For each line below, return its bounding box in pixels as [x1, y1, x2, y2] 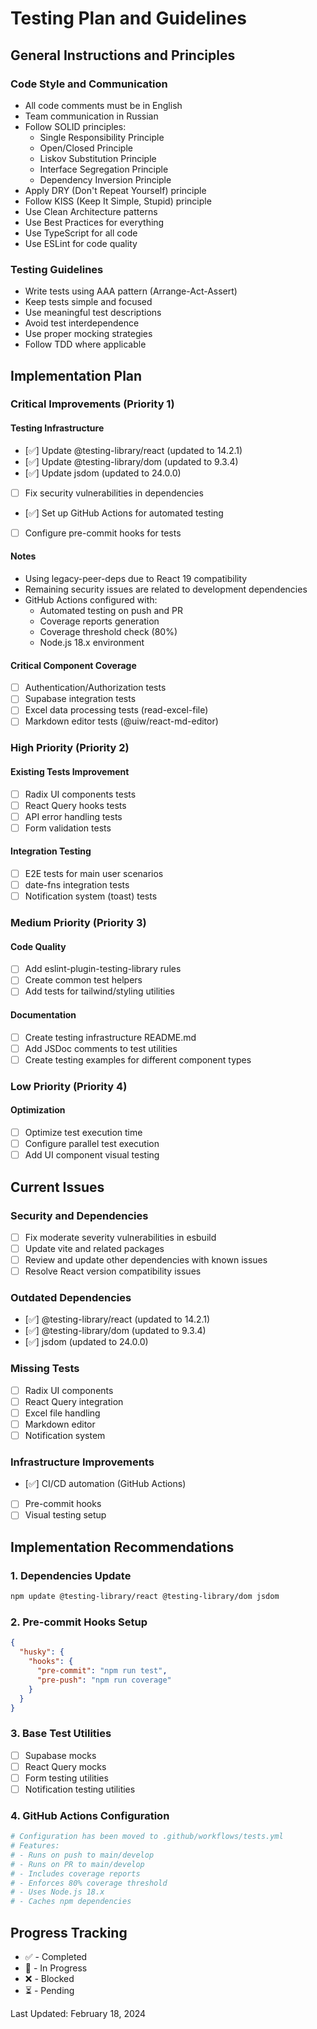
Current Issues [10, 1178, 105, 1196]
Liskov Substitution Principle [39, 152, 157, 164]
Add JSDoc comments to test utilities [24, 1042, 178, 1054]
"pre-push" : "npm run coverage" [36, 1675, 172, 1685]
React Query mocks [24, 1760, 107, 1772]
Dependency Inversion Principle [39, 173, 172, 186]
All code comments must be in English [24, 99, 183, 111]
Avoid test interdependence [24, 317, 140, 329]
